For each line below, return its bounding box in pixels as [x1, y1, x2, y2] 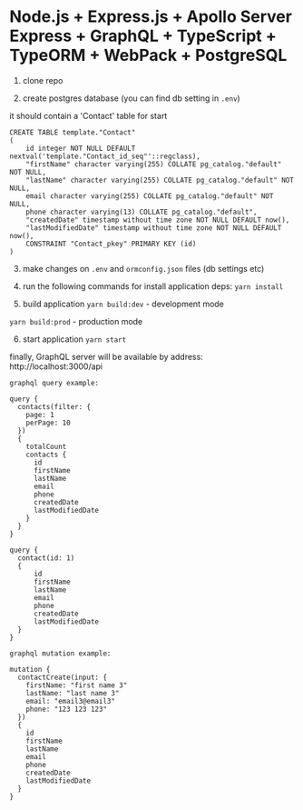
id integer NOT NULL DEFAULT [25, 144, 136, 153]
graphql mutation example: [9, 648, 112, 658]
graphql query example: [9, 378, 100, 387]
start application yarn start [22, 334, 127, 345]
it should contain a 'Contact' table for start [9, 110, 168, 121]
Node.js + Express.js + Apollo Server [9, 6, 293, 27]
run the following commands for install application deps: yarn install [22, 280, 284, 292]
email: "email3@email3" [25, 696, 116, 705]
